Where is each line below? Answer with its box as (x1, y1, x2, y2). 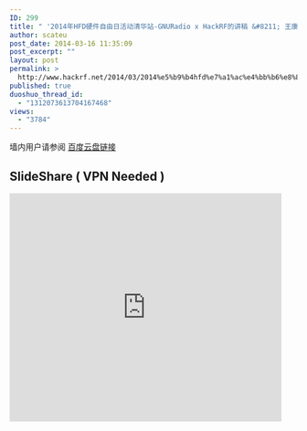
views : (9, 107, 35, 116)
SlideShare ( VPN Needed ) (9, 168, 165, 184)
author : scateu (9, 30, 68, 39)
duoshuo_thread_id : (9, 89, 84, 99)
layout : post (9, 56, 59, 65)
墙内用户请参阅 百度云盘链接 (9, 142, 116, 152)
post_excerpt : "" (9, 47, 76, 57)
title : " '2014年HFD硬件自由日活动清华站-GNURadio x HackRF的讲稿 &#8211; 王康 (9, 22, 299, 31)
